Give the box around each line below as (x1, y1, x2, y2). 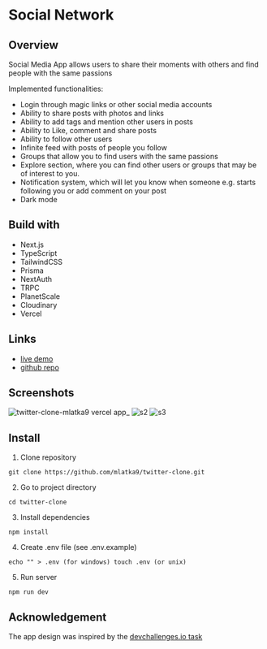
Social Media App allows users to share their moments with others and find (8, 59, 260, 69)
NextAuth (19, 274, 53, 283)
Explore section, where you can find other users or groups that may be (19, 160, 257, 170)
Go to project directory (19, 482, 97, 492)
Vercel (19, 309, 42, 318)
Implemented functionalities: (8, 84, 104, 93)
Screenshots (8, 386, 75, 400)
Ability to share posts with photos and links (19, 108, 165, 118)
